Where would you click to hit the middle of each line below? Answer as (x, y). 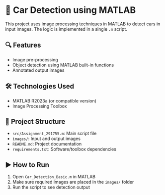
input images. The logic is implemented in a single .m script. (66, 29)
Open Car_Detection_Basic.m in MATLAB (54, 177)
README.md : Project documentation (47, 144)
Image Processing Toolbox (40, 106)
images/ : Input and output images (46, 139)
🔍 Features (23, 45)
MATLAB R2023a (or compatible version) (54, 100)
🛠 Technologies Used (40, 86)
